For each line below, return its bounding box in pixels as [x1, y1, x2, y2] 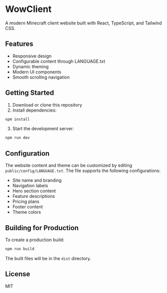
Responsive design [12, 53, 52, 59]
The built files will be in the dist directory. [5, 255, 91, 261]
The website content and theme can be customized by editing [5, 162, 133, 168]
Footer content [12, 204, 43, 210]
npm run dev [5, 136, 30, 141]
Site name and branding [12, 177, 62, 183]
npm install [5, 117, 30, 122]
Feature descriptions [12, 193, 55, 199]
